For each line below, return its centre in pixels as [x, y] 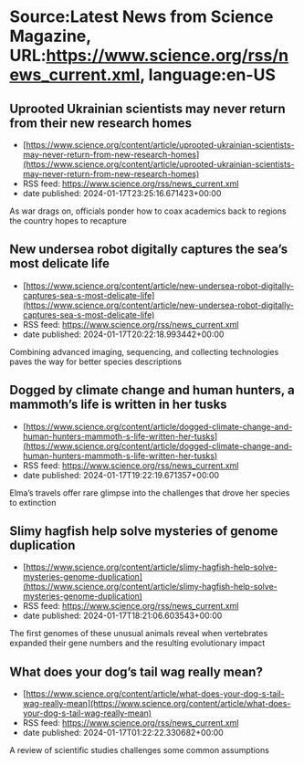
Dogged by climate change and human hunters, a [152, 390]
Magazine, [50, 36]
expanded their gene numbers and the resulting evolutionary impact [137, 643]
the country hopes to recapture [68, 220]
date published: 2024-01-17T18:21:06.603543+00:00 [122, 616]
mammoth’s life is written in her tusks [118, 405]
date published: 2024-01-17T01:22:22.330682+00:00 [123, 733]
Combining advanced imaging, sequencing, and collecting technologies [144, 351]
